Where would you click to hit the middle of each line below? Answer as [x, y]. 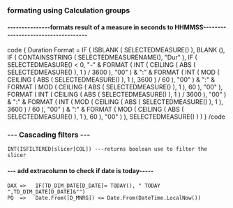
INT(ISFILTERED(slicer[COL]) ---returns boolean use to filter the [107, 149]
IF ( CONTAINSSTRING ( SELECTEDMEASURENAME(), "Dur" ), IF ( [102, 57]
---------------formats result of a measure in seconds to [90, 27]
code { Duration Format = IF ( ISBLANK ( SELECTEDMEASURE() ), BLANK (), [116, 50]
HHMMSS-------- [200, 27]
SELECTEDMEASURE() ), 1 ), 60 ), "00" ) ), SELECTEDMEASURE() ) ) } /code [116, 117]
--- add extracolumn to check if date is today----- [81, 171]
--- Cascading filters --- [49, 135]
